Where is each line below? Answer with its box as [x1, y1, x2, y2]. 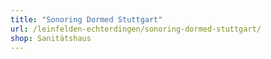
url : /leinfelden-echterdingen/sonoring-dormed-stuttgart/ [10, 24, 262, 34]
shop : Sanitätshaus [10, 33, 92, 43]
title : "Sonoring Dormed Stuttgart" [10, 14, 163, 25]
